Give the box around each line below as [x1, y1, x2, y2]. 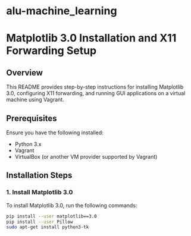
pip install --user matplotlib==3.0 [6, 213, 97, 219]
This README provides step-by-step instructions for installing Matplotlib [6, 83, 184, 90]
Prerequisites [6, 113, 57, 123]
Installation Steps [6, 171, 73, 181]
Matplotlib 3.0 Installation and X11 [6, 32, 177, 45]
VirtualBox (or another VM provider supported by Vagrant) [14, 153, 158, 160]
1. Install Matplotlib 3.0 [6, 188, 73, 197]
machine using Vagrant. [6, 96, 64, 103]
